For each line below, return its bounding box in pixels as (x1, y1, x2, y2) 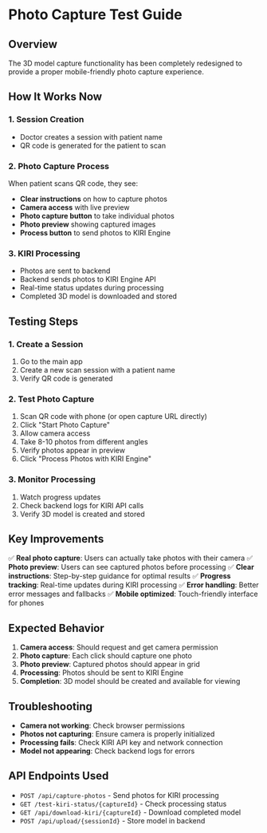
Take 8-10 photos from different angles (19, 437, 149, 447)
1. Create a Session (8, 338, 84, 349)
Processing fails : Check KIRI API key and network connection (19, 738, 223, 747)
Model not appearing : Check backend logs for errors (19, 746, 195, 756)
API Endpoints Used (8, 769, 109, 783)
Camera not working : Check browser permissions (19, 720, 186, 730)
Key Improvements (8, 532, 104, 546)
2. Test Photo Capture (8, 393, 95, 405)
